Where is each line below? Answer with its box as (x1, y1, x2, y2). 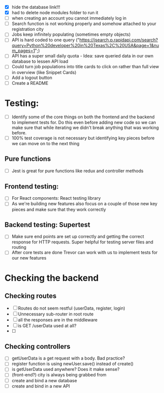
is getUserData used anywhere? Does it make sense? (11, 367, 120, 372)
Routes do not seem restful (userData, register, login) (18, 305, 126, 311)
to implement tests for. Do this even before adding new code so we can (11, 119, 156, 125)
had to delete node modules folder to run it (11, 10, 99, 16)
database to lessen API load (11, 58, 68, 64)
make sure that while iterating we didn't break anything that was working (11, 125, 159, 131)
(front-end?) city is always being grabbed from (11, 372, 107, 378)
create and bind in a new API (11, 383, 70, 389)
